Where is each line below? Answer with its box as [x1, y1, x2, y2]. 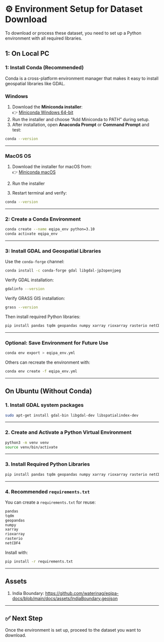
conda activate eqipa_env [5, 231, 58, 236]
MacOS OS [5, 152, 31, 159]
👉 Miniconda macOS [12, 169, 56, 175]
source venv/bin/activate [5, 444, 58, 449]
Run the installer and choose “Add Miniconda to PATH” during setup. [12, 116, 150, 122]
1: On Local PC [5, 49, 50, 58]
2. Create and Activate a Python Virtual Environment [5, 429, 132, 436]
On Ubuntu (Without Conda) [5, 387, 92, 395]
